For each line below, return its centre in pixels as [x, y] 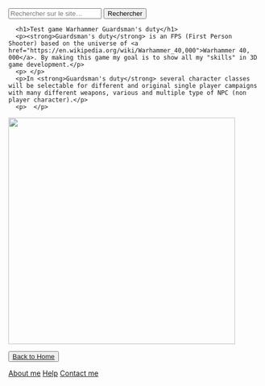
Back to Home [33, 357]
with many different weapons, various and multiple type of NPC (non [128, 93]
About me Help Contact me [54, 373]
